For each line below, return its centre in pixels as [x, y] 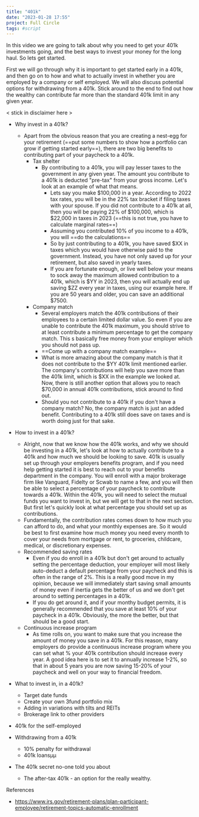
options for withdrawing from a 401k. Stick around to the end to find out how [99, 89]
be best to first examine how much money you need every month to [106, 533]
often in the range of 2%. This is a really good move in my [103, 577]
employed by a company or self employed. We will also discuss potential [95, 82]
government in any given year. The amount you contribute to [116, 174]
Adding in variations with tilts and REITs [72, 708]
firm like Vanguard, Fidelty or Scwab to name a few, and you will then [108, 482]
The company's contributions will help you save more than [113, 370]
